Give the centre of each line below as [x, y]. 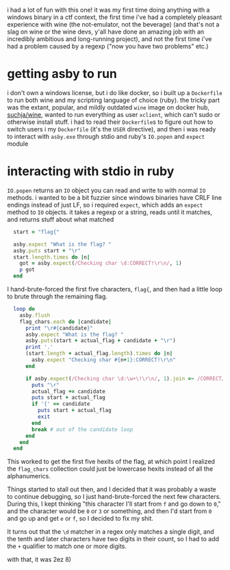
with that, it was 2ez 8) [39, 560]
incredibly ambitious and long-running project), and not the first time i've [110, 39]
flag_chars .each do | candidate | [65, 322]
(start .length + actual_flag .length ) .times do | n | [99, 354]
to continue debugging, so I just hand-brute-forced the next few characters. [114, 497]
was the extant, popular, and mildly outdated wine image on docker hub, [108, 107]
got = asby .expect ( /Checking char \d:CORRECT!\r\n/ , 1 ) [101, 263]
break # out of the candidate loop [82, 429]
